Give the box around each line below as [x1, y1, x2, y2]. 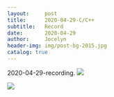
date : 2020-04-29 [7, 29, 76, 37]
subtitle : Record [7, 23, 64, 30]
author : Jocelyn [7, 36, 67, 43]
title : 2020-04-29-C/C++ [7, 17, 95, 24]
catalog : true [7, 49, 49, 56]
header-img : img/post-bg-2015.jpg [7, 42, 108, 49]
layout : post [7, 10, 58, 17]
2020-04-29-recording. [7, 69, 76, 77]
